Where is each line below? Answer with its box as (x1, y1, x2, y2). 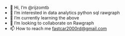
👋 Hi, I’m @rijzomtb (9, 5, 50, 10)
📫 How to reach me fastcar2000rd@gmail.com (9, 26, 107, 31)
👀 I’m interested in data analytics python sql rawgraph (9, 10, 120, 16)
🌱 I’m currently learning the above (9, 15, 79, 20)
